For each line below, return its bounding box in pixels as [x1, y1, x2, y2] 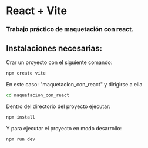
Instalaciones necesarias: [6, 43, 103, 53]
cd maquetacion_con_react [6, 92, 69, 98]
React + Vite [6, 4, 68, 18]
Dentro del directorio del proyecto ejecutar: [6, 103, 110, 110]
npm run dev [6, 136, 35, 142]
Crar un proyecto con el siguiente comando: [6, 59, 113, 66]
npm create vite [6, 70, 46, 76]
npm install [6, 114, 35, 120]
